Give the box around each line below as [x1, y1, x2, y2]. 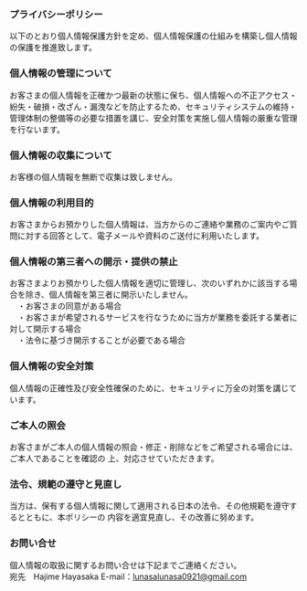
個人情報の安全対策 [9, 360, 94, 373]
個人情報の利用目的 [9, 196, 94, 209]
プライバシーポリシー [9, 7, 103, 20]
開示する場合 [33, 323, 82, 334]
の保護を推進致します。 [9, 42, 98, 53]
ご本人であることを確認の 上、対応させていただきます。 [9, 453, 219, 464]
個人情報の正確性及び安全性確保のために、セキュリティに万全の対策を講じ [9, 382, 290, 394]
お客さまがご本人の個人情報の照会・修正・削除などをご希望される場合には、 [9, 441, 298, 453]
